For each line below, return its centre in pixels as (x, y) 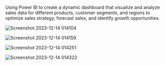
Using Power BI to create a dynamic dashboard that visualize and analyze (82, 7)
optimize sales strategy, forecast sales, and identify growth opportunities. (82, 18)
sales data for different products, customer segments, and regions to (78, 13)
